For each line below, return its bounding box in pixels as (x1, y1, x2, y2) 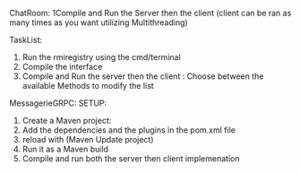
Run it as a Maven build (21, 143, 109, 154)
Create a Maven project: (21, 116, 112, 125)
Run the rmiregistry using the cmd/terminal (21, 52, 181, 62)
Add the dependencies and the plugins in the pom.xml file (21, 125, 236, 135)
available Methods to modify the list (21, 81, 154, 91)
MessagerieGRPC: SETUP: (9, 98, 107, 108)
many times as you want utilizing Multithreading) (9, 17, 188, 28)
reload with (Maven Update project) (21, 134, 154, 144)
